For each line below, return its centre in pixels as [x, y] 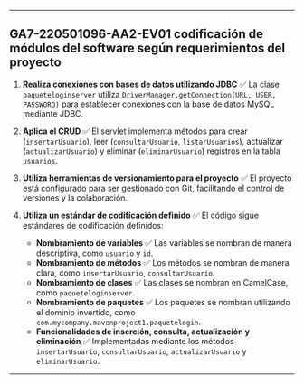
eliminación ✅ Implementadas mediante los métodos [135, 341]
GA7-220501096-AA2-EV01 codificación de [137, 34]
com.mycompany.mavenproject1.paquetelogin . [118, 322]
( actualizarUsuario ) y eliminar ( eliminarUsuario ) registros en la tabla [151, 151]
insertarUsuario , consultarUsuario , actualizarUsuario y [141, 351]
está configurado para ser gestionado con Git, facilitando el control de [153, 188]
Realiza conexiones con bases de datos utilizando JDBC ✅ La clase [151, 84]
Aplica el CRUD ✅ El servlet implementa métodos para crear [135, 131]
